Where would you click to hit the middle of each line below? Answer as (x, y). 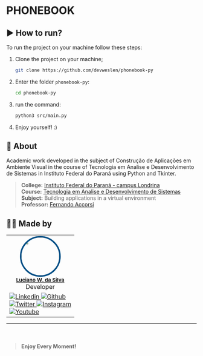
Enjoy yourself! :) (36, 127)
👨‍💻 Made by (29, 224)
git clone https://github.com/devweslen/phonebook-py (84, 70)
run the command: (38, 104)
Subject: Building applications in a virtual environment (89, 198)
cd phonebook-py (35, 93)
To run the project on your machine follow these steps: (74, 47)
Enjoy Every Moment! (49, 346)
